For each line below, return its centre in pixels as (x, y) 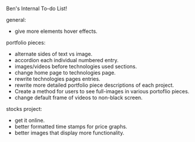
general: (16, 20)
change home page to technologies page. (65, 72)
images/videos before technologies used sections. (75, 66)
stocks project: (24, 109)
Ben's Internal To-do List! (37, 9)
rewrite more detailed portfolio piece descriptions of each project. (94, 85)
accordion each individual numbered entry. (66, 60)
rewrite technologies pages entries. (58, 79)
